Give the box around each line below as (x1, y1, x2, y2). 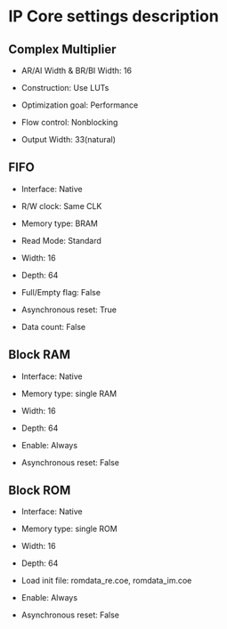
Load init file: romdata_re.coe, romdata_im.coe (20, 576, 192, 586)
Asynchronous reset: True (20, 304, 118, 315)
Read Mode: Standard (20, 235, 101, 246)
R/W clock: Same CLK (20, 200, 102, 211)
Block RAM (8, 347, 71, 362)
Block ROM (8, 483, 71, 498)
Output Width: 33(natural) (20, 134, 117, 144)
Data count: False (20, 321, 86, 332)
